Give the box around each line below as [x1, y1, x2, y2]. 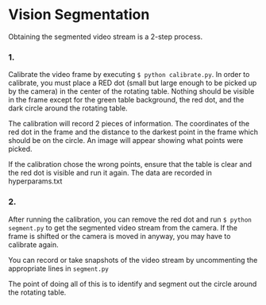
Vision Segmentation [8, 6, 150, 24]
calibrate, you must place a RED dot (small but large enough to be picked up [8, 78, 257, 88]
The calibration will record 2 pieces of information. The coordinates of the [8, 119, 250, 129]
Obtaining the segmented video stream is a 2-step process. [8, 32, 203, 41]
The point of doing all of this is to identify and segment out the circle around [8, 279, 257, 288]
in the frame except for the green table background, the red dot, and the [8, 95, 245, 105]
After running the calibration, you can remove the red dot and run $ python [8, 214, 253, 224]
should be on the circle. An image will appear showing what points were [8, 136, 244, 145]
